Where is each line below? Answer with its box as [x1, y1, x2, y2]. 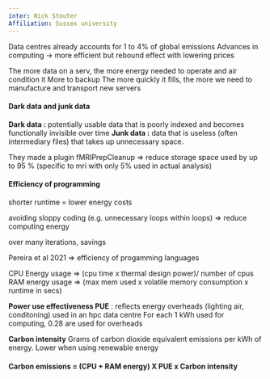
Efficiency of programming [8, 179, 101, 189]
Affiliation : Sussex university [8, 19, 117, 27]
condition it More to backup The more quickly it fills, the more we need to [8, 74, 253, 84]
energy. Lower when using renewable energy [8, 343, 159, 352]
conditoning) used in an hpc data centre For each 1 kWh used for [8, 310, 225, 319]
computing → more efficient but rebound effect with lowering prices [8, 50, 234, 60]
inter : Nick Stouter [8, 11, 78, 20]
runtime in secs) [8, 285, 62, 295]
